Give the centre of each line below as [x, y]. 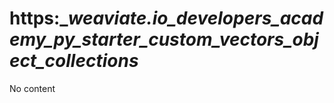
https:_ [39, 18]
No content [32, 88]
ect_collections [74, 61]
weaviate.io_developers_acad [195, 18]
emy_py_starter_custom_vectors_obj [164, 39]
